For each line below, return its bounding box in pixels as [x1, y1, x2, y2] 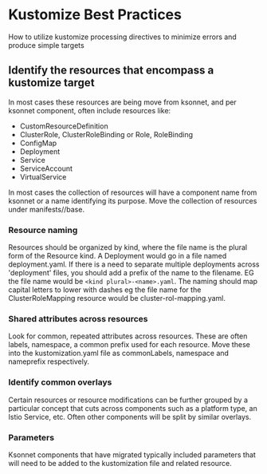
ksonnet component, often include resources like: [8, 105, 171, 115]
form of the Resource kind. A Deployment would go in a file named [8, 251, 227, 261]
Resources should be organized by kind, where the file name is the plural [8, 243, 248, 252]
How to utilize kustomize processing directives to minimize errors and [8, 32, 237, 41]
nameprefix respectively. [8, 357, 90, 366]
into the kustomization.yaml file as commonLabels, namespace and [8, 349, 230, 358]
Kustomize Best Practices [8, 6, 182, 24]
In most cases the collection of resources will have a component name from [8, 188, 257, 197]
